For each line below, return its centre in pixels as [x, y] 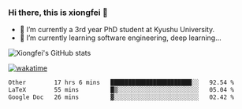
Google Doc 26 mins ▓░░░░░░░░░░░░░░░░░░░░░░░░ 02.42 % [121, 97]
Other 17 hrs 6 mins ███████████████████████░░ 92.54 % [121, 83]
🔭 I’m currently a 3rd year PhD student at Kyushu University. [117, 30]
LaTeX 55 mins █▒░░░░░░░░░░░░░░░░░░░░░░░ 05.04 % [121, 90]
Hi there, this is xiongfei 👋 [58, 13]
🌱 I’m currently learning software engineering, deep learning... [121, 38]
